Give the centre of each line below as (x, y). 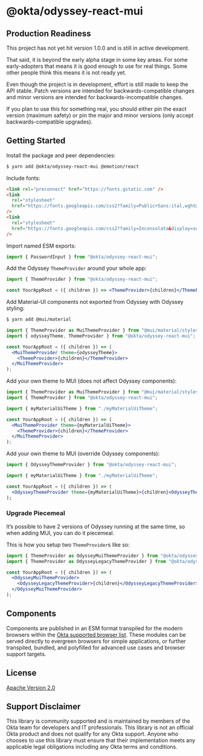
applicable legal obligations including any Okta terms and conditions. (92, 747)
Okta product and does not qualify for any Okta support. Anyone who (92, 734)
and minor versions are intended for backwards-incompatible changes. (95, 97)
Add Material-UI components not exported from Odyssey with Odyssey (95, 302)
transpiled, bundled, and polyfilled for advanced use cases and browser (96, 647)
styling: (15, 308)
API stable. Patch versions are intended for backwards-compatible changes (100, 91)
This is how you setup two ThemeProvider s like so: (68, 544)
